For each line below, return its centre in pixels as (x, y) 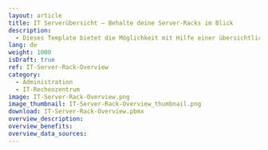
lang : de (23, 45)
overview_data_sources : (48, 133)
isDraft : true (32, 60)
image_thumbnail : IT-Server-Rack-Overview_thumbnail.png (105, 104)
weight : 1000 (30, 52)
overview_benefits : (41, 126)
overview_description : (46, 119)
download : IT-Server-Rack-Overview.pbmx (77, 112)
